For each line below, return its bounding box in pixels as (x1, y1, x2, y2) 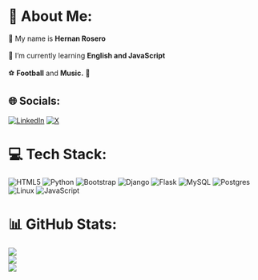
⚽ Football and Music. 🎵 (8, 68, 91, 78)
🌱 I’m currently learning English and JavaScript (8, 50, 166, 60)
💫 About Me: (8, 7, 93, 26)
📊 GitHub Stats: (8, 215, 118, 233)
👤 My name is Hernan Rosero (8, 34, 107, 43)
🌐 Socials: (8, 94, 61, 108)
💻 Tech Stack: (8, 145, 107, 163)
